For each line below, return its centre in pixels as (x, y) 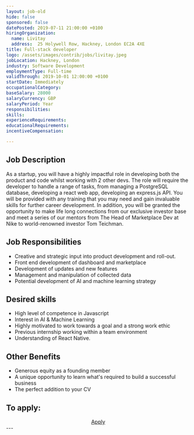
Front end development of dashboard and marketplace (80, 262)
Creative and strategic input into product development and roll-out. (95, 256)
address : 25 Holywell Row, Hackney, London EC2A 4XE (78, 44)
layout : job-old (26, 11)
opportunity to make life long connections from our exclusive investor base (96, 211)
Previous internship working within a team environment (81, 332)
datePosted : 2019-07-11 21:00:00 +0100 (55, 28)
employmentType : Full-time (39, 71)
